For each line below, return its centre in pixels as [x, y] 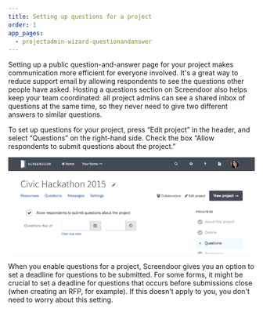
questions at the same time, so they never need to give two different [118, 107]
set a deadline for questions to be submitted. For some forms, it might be [126, 274]
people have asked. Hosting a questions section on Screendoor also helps [128, 89]
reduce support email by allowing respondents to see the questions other [126, 82]
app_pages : [26, 33]
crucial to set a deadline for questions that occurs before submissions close [130, 283]
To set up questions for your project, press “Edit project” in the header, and [129, 130]
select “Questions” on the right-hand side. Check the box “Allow [112, 138]
